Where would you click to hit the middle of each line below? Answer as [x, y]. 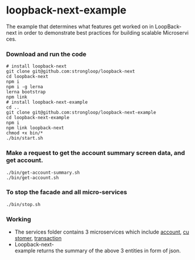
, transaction [46, 238]
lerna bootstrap [26, 92]
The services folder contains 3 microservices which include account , [98, 232]
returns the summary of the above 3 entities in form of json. [109, 251]
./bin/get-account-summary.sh [43, 173]
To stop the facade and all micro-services [67, 193]
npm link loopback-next [35, 128]
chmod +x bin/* [25, 133]
